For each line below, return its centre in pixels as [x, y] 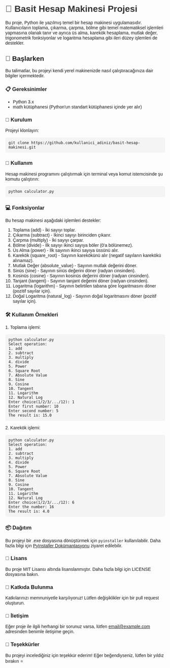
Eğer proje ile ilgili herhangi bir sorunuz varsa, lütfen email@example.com [78, 627]
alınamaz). [23, 260]
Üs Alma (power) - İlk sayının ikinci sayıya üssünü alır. [66, 250]
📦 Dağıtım [19, 528]
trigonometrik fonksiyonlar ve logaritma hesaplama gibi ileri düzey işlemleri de [81, 38]
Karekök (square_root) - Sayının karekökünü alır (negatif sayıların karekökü [87, 255]
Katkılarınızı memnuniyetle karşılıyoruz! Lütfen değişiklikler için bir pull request [82, 598]
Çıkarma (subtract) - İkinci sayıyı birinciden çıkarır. [62, 235]
